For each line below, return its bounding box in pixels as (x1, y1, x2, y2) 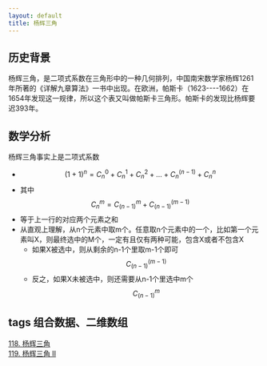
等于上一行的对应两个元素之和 (19, 215, 118, 224)
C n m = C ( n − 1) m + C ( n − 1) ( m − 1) (90, 198, 190, 211)
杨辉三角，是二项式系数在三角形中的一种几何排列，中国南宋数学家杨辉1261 (8, 74, 254, 83)
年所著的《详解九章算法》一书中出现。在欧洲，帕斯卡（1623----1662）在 (8, 83, 249, 93)
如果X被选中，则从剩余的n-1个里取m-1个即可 (31, 245, 178, 255)
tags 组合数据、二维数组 (8, 316, 128, 329)
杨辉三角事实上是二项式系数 (8, 152, 100, 162)
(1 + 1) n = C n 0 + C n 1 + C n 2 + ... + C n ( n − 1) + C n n (64, 168, 217, 181)
